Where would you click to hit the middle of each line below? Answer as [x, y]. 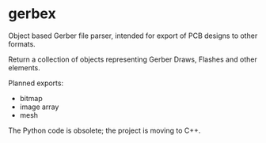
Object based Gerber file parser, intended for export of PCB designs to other [133, 36]
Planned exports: [36, 83]
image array [39, 107]
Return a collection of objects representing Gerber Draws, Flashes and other [133, 59]
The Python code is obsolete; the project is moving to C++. [104, 130]
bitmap [31, 98]
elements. [25, 67]
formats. [22, 43]
